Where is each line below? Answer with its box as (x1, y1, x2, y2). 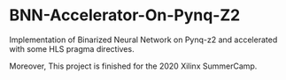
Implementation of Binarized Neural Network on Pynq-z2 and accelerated (9, 34, 278, 45)
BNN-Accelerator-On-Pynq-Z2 (9, 5, 241, 25)
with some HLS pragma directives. (9, 43, 135, 54)
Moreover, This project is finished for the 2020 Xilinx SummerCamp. (9, 61, 258, 71)
